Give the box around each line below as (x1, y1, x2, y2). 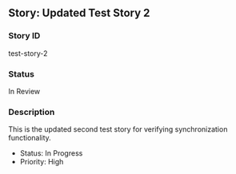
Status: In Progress (19, 148, 83, 158)
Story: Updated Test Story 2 (8, 6, 150, 20)
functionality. (8, 133, 52, 143)
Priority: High (19, 157, 64, 167)
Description (8, 106, 55, 117)
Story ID (8, 30, 41, 42)
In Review (8, 86, 41, 96)
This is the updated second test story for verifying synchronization (8, 125, 228, 134)
